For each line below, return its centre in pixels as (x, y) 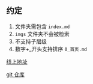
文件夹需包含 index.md (42, 26)
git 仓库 (16, 74)
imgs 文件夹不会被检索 (42, 34)
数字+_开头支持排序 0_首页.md (51, 49)
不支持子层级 (31, 41)
